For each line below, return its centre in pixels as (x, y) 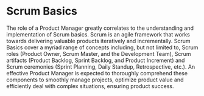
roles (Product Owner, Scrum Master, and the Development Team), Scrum (99, 53)
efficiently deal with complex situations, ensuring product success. (90, 86)
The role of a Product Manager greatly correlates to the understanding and (100, 28)
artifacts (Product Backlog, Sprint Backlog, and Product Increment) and (96, 60)
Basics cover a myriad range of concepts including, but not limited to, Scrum (102, 47)
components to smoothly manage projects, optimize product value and (95, 80)
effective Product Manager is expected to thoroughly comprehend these (97, 73)
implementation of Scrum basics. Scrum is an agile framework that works (98, 34)
